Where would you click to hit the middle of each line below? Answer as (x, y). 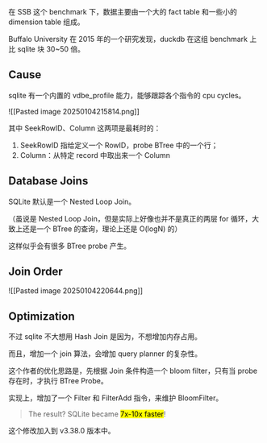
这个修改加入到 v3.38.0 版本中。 (62, 431)
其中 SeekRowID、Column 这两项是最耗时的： (85, 128)
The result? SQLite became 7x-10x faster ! (97, 414)
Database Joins (48, 181)
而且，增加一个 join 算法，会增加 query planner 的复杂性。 (105, 354)
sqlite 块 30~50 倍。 (51, 49)
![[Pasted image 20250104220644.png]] (76, 291)
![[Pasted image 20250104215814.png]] (74, 111)
